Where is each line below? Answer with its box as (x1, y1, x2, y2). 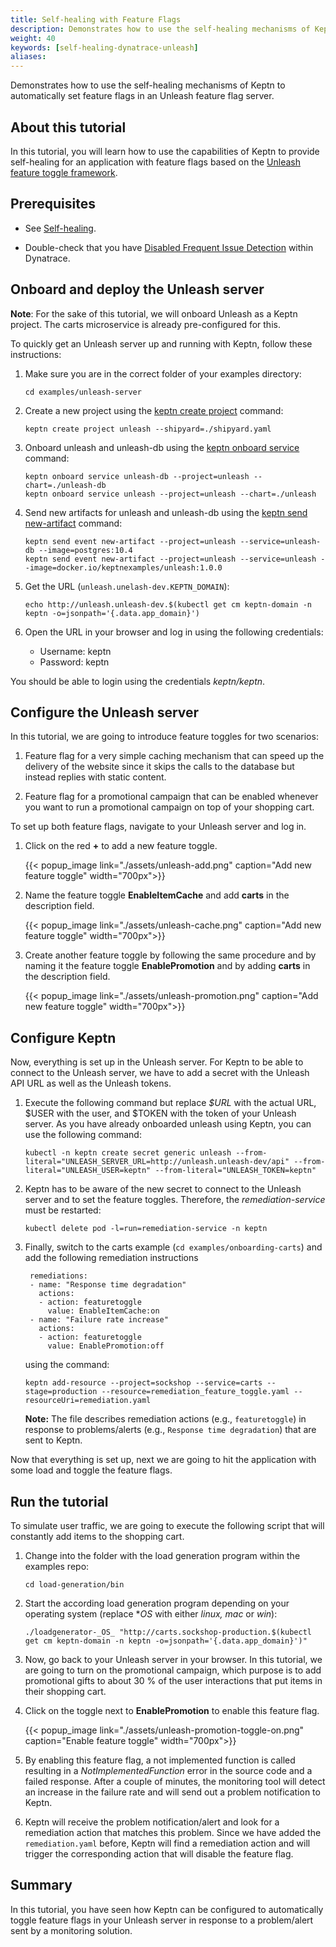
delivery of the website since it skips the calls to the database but (24, 761, 295, 773)
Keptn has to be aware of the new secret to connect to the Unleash (24, 1183, 302, 1195)
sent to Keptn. (24, 1434, 83, 1446)
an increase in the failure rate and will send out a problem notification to (24, 1786, 321, 1798)
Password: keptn (39, 656, 110, 668)
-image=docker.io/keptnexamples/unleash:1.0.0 (24, 562, 223, 573)
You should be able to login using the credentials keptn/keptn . (10, 675, 266, 687)
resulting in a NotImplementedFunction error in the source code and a (24, 1765, 313, 1776)
